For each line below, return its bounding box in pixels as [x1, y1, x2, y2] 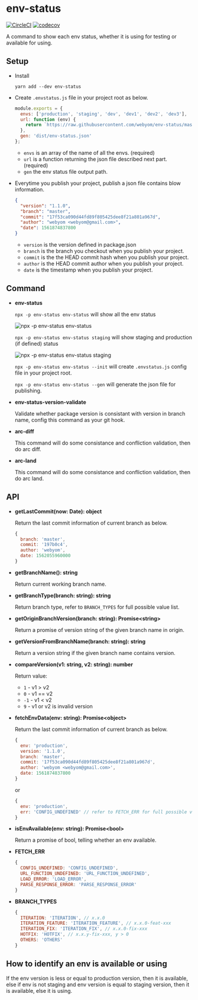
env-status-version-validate [14, 398, 87, 405]
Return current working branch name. [14, 580, 106, 587]
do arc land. [14, 475, 44, 482]
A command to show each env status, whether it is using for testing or [6, 33, 177, 40]
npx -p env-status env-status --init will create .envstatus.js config [14, 363, 187, 370]
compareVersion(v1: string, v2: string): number [14, 660, 133, 668]
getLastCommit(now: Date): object [14, 507, 102, 515]
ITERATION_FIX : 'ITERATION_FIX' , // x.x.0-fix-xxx [20, 926, 148, 932]
